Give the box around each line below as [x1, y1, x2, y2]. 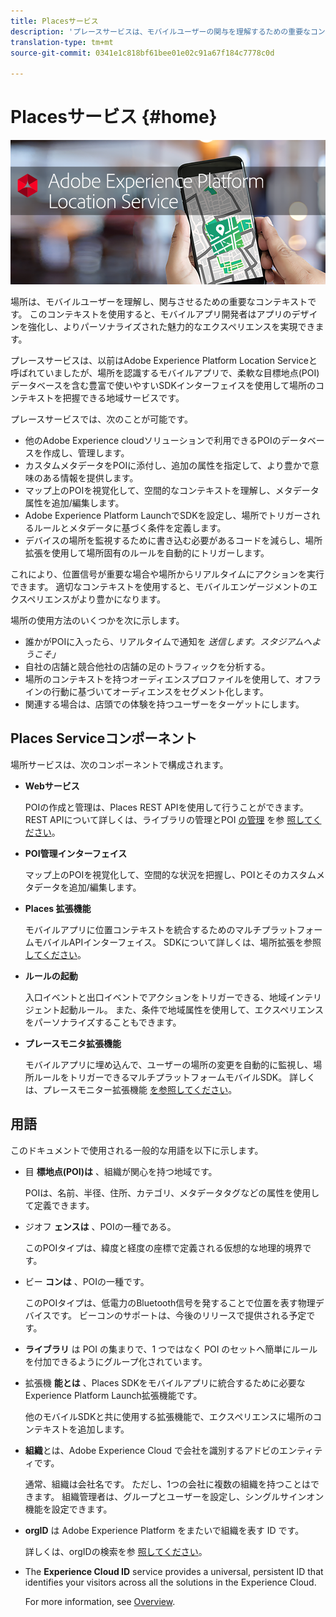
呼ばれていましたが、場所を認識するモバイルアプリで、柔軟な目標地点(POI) [10, 367, 320, 379]
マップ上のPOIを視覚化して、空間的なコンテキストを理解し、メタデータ [24, 485, 320, 497]
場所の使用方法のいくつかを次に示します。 [10, 615, 185, 627]
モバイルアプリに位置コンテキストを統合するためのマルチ [24, 923, 262, 935]
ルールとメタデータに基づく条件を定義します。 [33, 522, 227, 534]
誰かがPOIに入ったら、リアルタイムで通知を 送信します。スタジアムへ [24, 636, 313, 648]
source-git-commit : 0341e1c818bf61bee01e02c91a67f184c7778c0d [10, 48, 275, 58]
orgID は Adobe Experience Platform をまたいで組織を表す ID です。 [24, 1524, 305, 1536]
